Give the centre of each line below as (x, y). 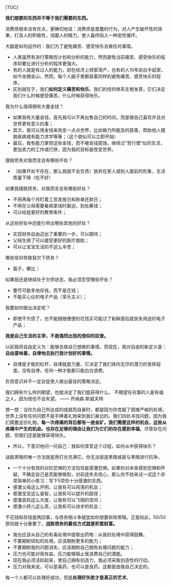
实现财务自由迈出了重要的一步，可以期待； (58, 234)
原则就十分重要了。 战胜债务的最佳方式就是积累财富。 (61, 523)
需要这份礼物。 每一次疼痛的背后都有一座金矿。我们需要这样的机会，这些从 (88, 422)
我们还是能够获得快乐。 (43, 435)
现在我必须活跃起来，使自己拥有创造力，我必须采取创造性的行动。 (82, 560)
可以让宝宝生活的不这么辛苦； (44, 247)
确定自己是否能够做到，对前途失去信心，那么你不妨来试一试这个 (94, 474)
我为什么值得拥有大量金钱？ (35, 106)
